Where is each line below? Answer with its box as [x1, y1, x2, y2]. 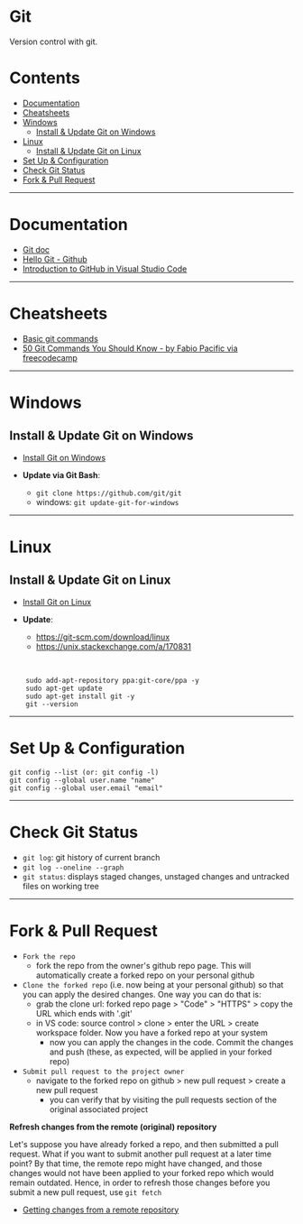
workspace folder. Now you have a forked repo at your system [35, 1026, 268, 1038]
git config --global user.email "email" [9, 783, 164, 793]
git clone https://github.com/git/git [35, 489, 182, 498]
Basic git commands [22, 333, 99, 344]
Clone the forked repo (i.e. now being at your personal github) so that [22, 979, 284, 989]
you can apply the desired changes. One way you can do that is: [22, 989, 262, 999]
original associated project [49, 1103, 149, 1115]
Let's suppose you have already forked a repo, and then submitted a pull [9, 1138, 280, 1149]
